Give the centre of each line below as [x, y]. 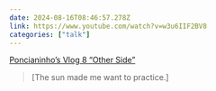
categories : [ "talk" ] [50, 34]
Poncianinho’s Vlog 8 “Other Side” [72, 60]
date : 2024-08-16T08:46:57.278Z [70, 18]
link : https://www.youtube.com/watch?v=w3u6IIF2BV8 [108, 26]
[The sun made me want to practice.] [100, 77]
